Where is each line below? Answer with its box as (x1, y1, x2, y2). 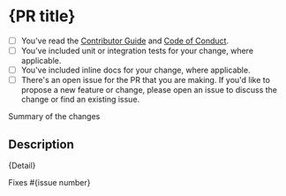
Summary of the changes (8, 111, 101, 122)
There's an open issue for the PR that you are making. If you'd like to (20, 75, 271, 86)
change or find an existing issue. (20, 94, 140, 105)
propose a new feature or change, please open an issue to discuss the (20, 85, 277, 95)
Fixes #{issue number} (8, 177, 91, 187)
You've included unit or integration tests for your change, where (20, 46, 253, 56)
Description (8, 137, 74, 152)
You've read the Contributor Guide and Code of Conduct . (20, 35, 230, 46)
